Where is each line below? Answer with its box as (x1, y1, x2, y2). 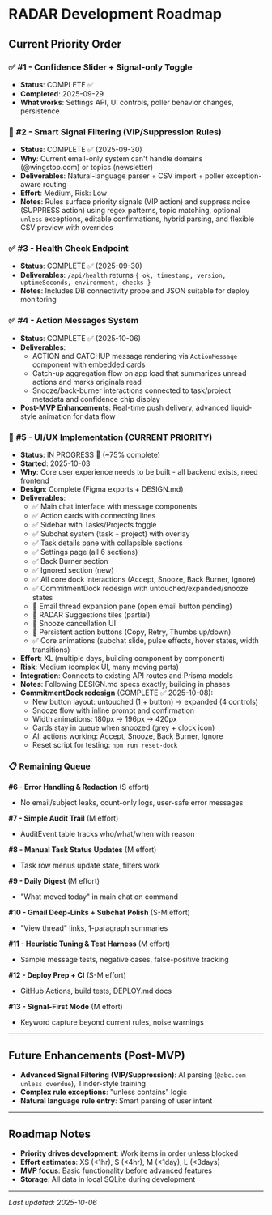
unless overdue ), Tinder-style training (19, 1079, 146, 1089)
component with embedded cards (32, 360, 146, 369)
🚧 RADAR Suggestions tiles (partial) (32, 610, 151, 620)
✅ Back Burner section (32, 556, 108, 566)
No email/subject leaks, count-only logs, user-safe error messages (19, 798, 244, 808)
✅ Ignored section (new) (32, 565, 115, 575)
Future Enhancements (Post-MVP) (8, 1048, 185, 1062)
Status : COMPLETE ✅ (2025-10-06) (19, 333, 142, 343)
